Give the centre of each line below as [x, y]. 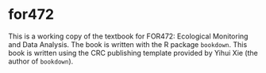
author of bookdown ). [41, 61]
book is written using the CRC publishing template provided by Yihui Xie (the [133, 53]
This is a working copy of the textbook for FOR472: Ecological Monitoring [128, 36]
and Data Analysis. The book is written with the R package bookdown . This [128, 44]
